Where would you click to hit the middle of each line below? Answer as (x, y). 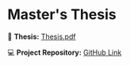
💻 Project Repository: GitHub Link (65, 52)
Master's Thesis (62, 15)
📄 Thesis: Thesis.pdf (42, 36)
